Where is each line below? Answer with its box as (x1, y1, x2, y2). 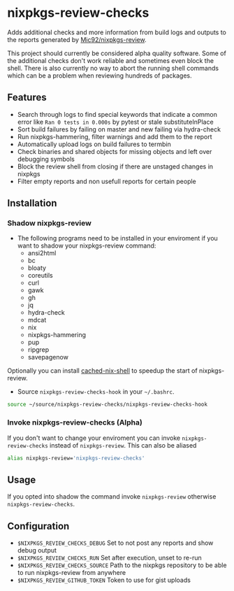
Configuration (7, 520, 70, 532)
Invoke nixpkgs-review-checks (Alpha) (7, 418, 143, 427)
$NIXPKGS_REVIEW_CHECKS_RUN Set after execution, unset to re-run (17, 554, 202, 562)
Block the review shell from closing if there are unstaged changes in (17, 162, 214, 171)
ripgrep (27, 346, 50, 354)
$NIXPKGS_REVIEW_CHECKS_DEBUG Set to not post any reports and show (17, 539, 214, 547)
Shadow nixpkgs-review (7, 218, 92, 228)
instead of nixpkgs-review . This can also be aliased (50, 441, 197, 449)
